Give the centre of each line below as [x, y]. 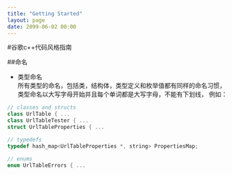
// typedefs [24, 139]
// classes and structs [42, 108]
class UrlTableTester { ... [48, 121]
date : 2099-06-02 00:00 [42, 26]
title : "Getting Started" [45, 14]
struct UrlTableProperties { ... [56, 127]
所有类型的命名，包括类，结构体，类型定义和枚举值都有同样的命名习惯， [121, 86]
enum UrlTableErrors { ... [46, 165]
